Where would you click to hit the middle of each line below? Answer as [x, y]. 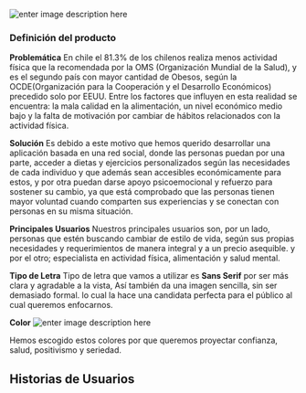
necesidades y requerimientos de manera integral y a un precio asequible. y [152, 249]
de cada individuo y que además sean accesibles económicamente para [145, 173]
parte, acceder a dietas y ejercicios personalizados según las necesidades [150, 163]
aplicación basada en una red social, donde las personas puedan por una [148, 153]
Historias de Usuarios [72, 379]
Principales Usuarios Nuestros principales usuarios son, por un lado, [140, 229]
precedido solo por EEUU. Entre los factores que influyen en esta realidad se [153, 97]
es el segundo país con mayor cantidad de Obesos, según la [123, 77]
